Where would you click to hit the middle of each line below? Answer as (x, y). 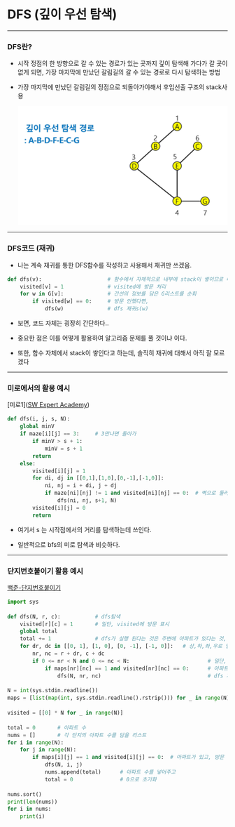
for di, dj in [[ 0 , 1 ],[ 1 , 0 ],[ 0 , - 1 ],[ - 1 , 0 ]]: (98, 478)
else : (28, 463)
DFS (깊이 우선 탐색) (62, 14)
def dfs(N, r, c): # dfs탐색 (64, 616)
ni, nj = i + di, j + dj (81, 486)
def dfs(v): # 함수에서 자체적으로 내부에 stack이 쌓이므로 (115, 279)
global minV (37, 426)
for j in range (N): (48, 750)
